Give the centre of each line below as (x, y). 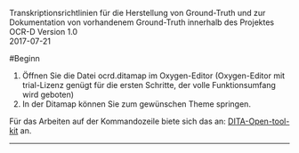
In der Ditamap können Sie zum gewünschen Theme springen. (137, 104)
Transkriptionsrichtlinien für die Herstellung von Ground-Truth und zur (137, 13)
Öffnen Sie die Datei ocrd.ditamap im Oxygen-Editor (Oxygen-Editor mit (154, 76)
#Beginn (24, 58)
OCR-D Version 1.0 (44, 32)
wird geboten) (48, 94)
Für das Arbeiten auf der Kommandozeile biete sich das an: (118, 121)
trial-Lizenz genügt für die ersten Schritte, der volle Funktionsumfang (149, 85)
